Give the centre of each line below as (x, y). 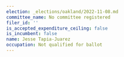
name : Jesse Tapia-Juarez (38, 39)
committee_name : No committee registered (58, 17)
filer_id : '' (22, 23)
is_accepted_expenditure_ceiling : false (57, 28)
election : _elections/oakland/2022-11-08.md (62, 12)
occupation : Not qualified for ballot (54, 45)
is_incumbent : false (32, 34)
